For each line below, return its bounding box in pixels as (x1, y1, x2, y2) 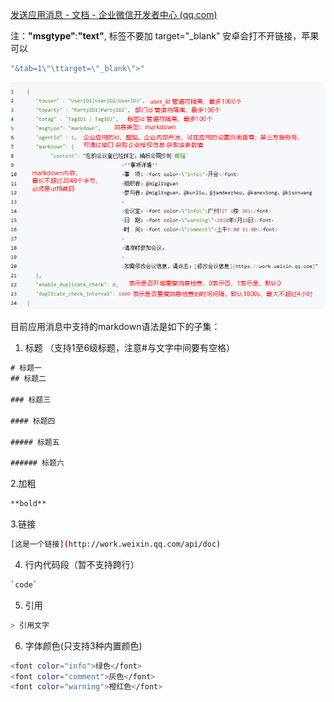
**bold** (10, 499, 47, 509)
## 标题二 (10, 374, 47, 384)
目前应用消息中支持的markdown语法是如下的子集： (10, 321, 221, 333)
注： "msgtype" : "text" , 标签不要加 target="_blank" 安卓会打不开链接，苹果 (10, 30, 320, 42)
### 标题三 (10, 395, 52, 405)
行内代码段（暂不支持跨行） (24, 558, 140, 570)
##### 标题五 (10, 437, 60, 447)
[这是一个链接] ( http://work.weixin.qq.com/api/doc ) (10, 539, 222, 549)
